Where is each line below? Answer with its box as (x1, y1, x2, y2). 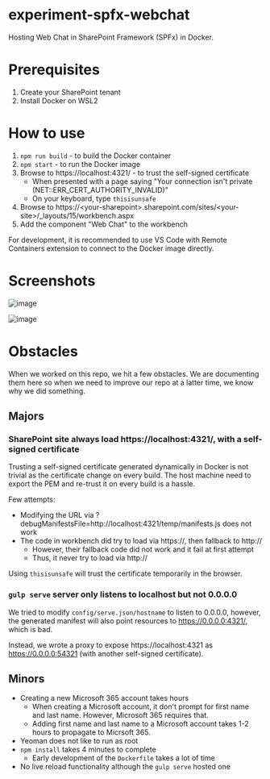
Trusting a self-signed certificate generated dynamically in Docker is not (8, 462, 249, 472)
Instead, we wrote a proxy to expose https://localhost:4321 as (8, 639, 214, 650)
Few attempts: (8, 494, 56, 505)
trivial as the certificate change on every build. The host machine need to (8, 470, 251, 481)
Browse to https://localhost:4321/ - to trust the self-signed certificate (19, 168, 250, 177)
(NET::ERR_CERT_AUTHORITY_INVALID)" (31, 185, 169, 194)
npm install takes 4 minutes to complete (19, 744, 157, 755)
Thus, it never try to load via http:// (31, 553, 147, 563)
